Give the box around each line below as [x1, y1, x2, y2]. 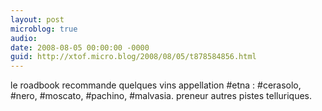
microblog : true [10, 24, 78, 34]
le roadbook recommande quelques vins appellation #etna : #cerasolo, [10, 79, 302, 91]
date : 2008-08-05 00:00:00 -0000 [10, 42, 150, 53]
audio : [10, 33, 38, 43]
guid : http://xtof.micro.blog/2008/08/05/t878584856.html [10, 52, 257, 62]
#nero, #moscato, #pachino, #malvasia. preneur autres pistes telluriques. [10, 90, 313, 102]
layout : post [10, 14, 65, 25]
